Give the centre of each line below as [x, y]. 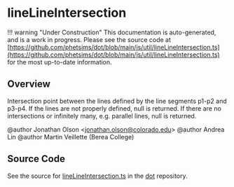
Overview [29, 84]
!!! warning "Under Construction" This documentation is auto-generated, [112, 32]
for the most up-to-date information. [60, 62]
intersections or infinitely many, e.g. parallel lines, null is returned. [102, 116]
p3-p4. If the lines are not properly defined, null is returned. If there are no [115, 108]
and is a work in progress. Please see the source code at [89, 39]
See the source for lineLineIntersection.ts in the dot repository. [97, 176]
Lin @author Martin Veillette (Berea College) [71, 137]
